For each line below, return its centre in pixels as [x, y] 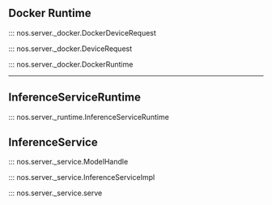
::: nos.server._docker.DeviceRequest [70, 49]
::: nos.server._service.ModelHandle [68, 162]
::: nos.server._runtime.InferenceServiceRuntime [89, 117]
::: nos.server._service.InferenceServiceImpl [82, 177]
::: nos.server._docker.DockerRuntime [71, 64]
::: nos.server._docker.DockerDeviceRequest [82, 32]
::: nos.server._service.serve [55, 193]
